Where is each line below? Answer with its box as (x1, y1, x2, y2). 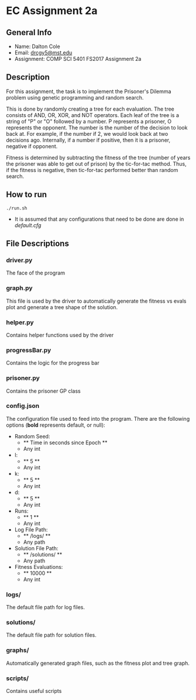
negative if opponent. (6, 142, 58, 150)
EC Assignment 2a (6, 4, 98, 18)
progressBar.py (6, 346, 51, 354)
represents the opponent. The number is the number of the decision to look (6, 124, 188, 131)
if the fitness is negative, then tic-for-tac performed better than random (6, 166, 178, 173)
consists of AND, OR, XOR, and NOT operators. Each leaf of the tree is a (6, 111, 180, 118)
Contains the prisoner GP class (6, 387, 81, 394)
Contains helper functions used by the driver (6, 331, 114, 338)
